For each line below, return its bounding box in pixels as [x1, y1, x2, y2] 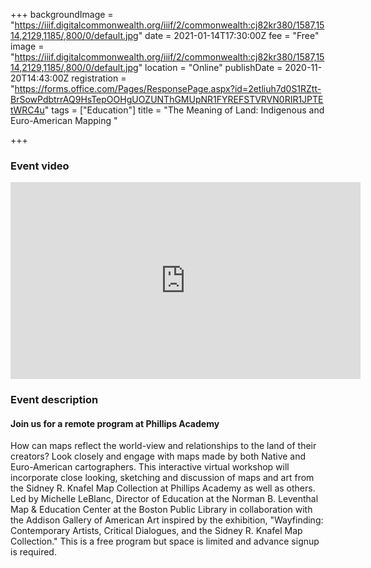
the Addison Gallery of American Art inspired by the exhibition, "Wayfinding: [10, 514, 324, 526]
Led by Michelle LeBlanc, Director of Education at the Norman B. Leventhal [10, 493, 319, 505]
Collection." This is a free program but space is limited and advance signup [10, 535, 320, 548]
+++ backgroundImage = [10, 9, 114, 20]
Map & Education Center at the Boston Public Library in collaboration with [10, 504, 313, 516]
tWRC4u [10, 104, 45, 116]
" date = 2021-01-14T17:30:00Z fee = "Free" [138, 30, 320, 41]
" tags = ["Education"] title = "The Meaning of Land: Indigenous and [44, 104, 325, 116]
